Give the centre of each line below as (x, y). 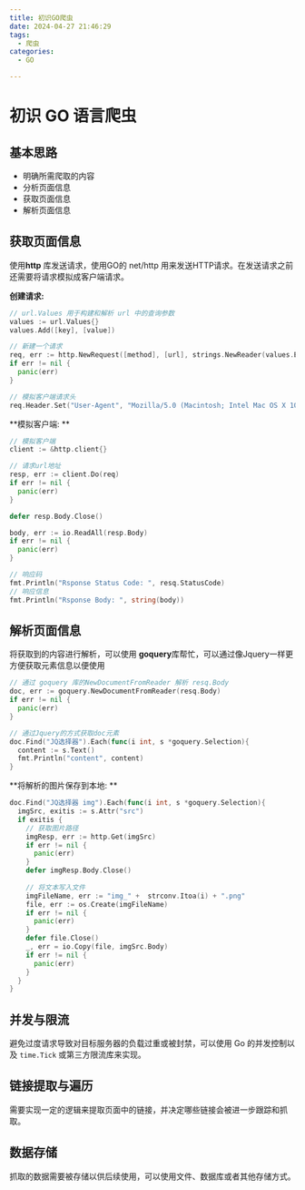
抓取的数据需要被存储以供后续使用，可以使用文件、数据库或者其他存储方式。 (152, 1176)
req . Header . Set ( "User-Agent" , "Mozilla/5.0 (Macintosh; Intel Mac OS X (148, 405)
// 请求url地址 (35, 466)
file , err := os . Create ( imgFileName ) (97, 904)
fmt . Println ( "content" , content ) (81, 758)
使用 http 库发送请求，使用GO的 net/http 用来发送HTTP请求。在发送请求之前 (152, 265)
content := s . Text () (56, 750)
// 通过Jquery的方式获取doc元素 (64, 733)
